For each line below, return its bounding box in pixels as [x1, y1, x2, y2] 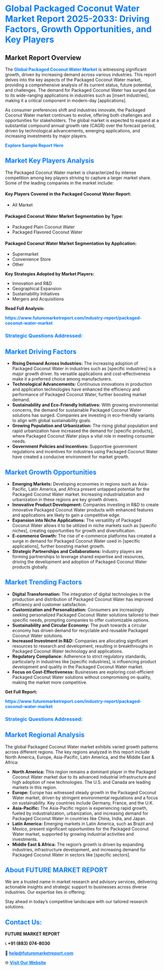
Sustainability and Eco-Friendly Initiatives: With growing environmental [12, 402, 159, 408]
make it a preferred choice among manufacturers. [12, 376, 112, 382]
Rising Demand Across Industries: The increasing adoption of [12, 360, 138, 366]
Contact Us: [5, 918, 42, 926]
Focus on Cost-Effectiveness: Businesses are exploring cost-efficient [12, 669, 154, 675]
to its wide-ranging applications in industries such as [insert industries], [5, 92, 149, 98]
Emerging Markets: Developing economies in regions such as [12, 481, 137, 486]
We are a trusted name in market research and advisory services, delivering [5, 879, 158, 885]
